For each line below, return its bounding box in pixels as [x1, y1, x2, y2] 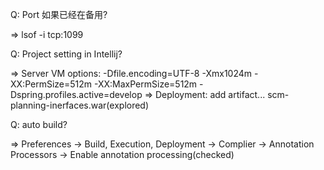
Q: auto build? [10, 119, 68, 130]
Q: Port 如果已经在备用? [10, 9, 108, 20]
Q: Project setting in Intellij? [10, 48, 123, 60]
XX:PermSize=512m [10, 78, 93, 90]
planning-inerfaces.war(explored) [10, 99, 150, 111]
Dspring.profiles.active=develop [10, 89, 143, 100]
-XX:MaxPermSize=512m [93, 78, 198, 90]
